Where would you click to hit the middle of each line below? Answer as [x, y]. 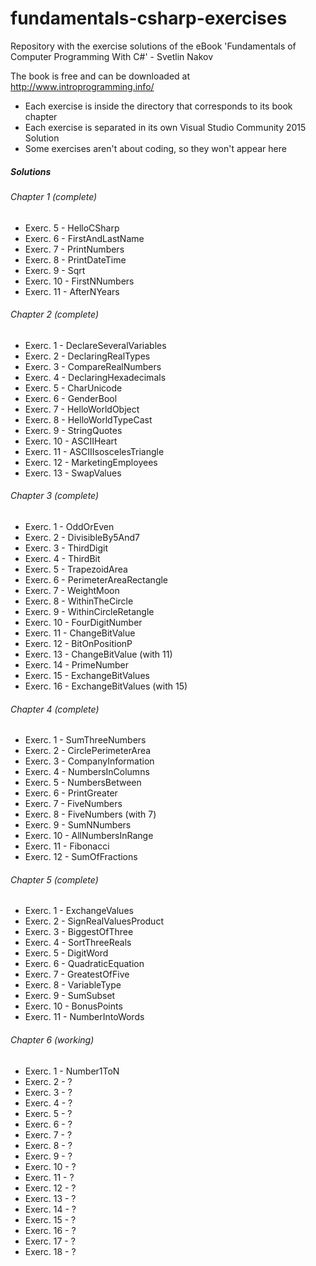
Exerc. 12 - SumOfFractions [81, 857]
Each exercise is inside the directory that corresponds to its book [158, 106]
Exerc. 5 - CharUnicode [73, 388]
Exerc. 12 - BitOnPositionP [78, 643]
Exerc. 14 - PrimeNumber [77, 664]
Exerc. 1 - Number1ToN [72, 1071]
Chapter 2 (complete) [54, 314]
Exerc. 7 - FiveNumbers [73, 804]
